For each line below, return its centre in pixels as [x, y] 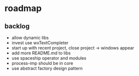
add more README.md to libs [41, 53]
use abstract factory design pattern [47, 68]
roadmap [23, 8]
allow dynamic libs [30, 38]
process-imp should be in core [42, 63]
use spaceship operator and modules [49, 58]
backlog [17, 26]
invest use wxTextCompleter [40, 43]
